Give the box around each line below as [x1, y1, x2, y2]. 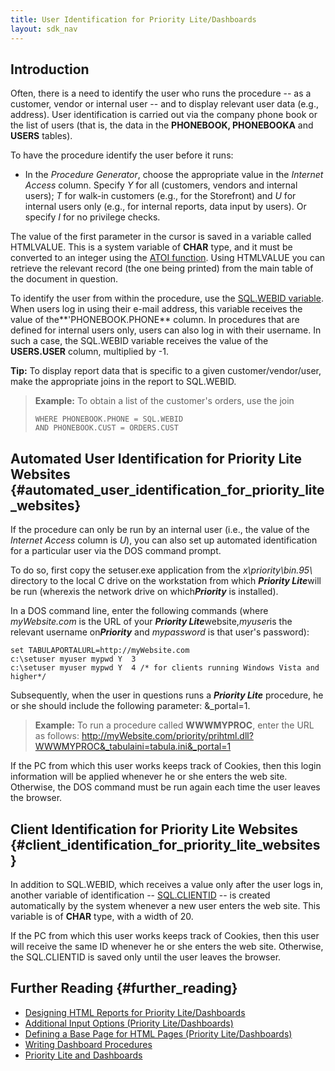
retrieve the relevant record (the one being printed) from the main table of [10, 262, 314, 275]
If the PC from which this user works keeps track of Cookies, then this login [10, 760, 322, 772]
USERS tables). [10, 130, 73, 142]
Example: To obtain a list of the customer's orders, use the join [34, 395, 295, 407]
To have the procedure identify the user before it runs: [10, 149, 234, 161]
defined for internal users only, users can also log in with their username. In [10, 324, 322, 336]
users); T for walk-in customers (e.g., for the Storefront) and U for [24, 190, 297, 202]
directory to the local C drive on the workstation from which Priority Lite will [10, 575, 322, 587]
